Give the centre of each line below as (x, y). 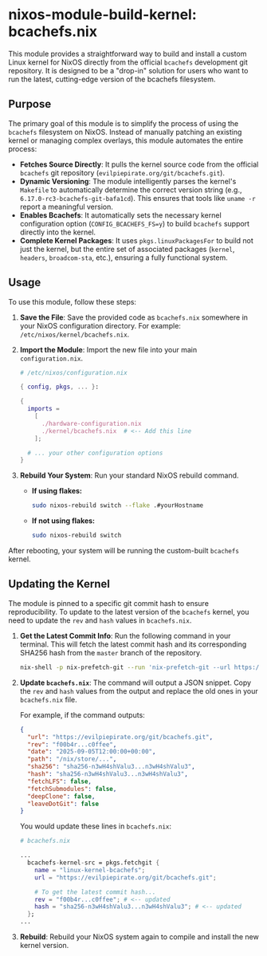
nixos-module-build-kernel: (102, 15)
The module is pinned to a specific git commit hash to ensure (109, 603)
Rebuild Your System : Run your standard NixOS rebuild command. (129, 475)
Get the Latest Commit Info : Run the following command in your (125, 635)
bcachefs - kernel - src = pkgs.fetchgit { (94, 863)
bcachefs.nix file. (48, 699)
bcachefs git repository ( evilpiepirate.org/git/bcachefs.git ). (122, 172)
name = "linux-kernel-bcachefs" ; (90, 870)
